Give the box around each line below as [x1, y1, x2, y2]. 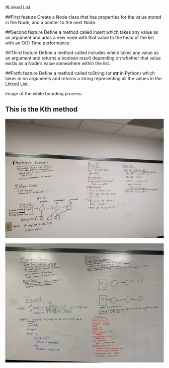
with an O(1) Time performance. [5, 40, 71, 46]
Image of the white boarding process [5, 91, 82, 96]
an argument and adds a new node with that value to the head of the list [5, 35, 154, 40]
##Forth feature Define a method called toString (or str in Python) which [5, 70, 155, 76]
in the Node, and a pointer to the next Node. [5, 20, 97, 25]
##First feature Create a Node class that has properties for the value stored [5, 14, 161, 20]
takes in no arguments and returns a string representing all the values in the [5, 76, 162, 81]
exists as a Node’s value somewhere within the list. [5, 60, 111, 66]
